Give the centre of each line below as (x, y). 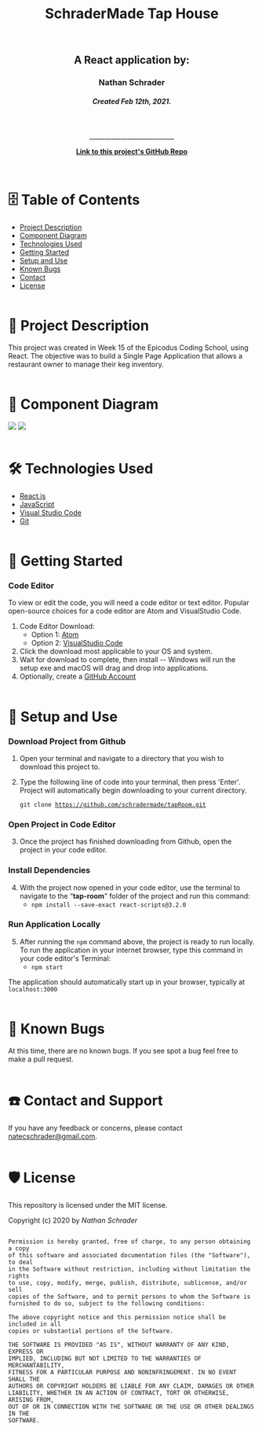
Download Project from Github (67, 741)
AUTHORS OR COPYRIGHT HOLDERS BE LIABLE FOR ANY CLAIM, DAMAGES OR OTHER (131, 1386)
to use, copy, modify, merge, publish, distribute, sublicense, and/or (127, 1282)
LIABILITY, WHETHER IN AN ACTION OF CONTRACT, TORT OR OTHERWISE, (119, 1392)
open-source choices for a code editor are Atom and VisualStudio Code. (125, 611)
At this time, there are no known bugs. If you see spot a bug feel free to (123, 1050)
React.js (33, 495)
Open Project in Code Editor (62, 824)
